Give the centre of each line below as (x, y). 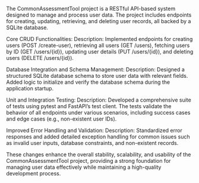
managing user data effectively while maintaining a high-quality (84, 167)
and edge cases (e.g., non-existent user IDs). (61, 119)
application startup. (30, 88)
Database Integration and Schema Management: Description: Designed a (96, 70)
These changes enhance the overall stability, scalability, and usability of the (99, 154)
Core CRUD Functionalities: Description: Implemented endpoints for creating (99, 39)
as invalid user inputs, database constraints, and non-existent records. (92, 143)
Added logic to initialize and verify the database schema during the (88, 82)
